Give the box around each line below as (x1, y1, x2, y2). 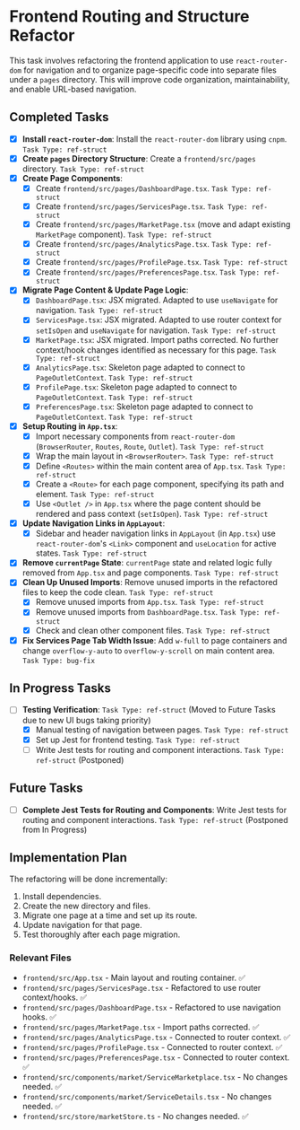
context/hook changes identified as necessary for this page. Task (35, 344, 277, 355)
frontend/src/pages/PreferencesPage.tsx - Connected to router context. (21, 1052, 290, 1063)
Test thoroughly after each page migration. (21, 929, 181, 940)
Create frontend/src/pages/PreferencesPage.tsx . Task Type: (35, 267, 261, 277)
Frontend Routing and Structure (9, 6, 250, 27)
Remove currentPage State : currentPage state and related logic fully (21, 557, 273, 568)
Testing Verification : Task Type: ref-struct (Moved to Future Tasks (21, 705, 276, 715)
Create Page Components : (21, 172, 124, 183)
